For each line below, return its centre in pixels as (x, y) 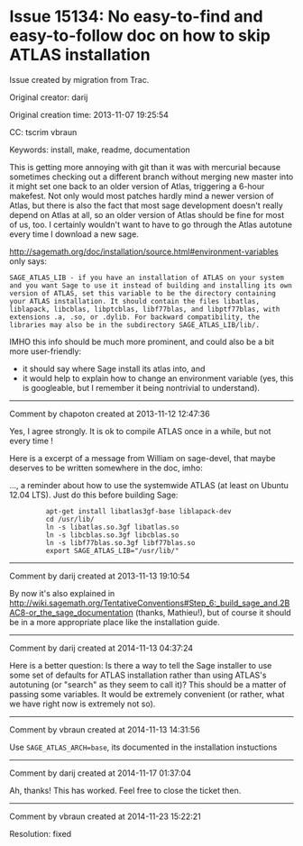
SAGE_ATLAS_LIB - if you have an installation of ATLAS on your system (147, 277)
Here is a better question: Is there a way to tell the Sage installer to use (141, 665)
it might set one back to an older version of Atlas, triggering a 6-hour (137, 186)
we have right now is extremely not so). (83, 704)
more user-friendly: (46, 351)
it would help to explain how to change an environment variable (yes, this (158, 378)
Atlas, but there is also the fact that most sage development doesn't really (147, 205)
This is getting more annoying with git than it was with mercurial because (145, 167)
